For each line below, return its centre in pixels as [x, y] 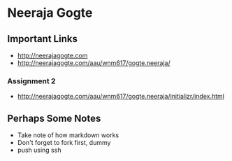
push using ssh [39, 150]
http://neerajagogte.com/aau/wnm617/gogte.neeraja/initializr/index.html [121, 97]
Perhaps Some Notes [54, 118]
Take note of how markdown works [68, 135]
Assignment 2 [31, 80]
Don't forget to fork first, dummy [64, 143]
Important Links [43, 39]
